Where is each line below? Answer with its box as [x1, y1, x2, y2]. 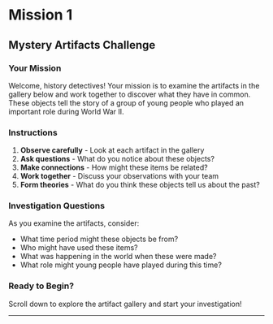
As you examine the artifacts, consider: [8, 218, 140, 228]
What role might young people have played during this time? [19, 260, 222, 270]
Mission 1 [8, 6, 73, 24]
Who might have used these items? [19, 243, 138, 253]
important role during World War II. [8, 106, 124, 116]
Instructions [8, 127, 58, 138]
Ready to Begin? [8, 280, 75, 292]
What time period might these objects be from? [19, 234, 179, 244]
